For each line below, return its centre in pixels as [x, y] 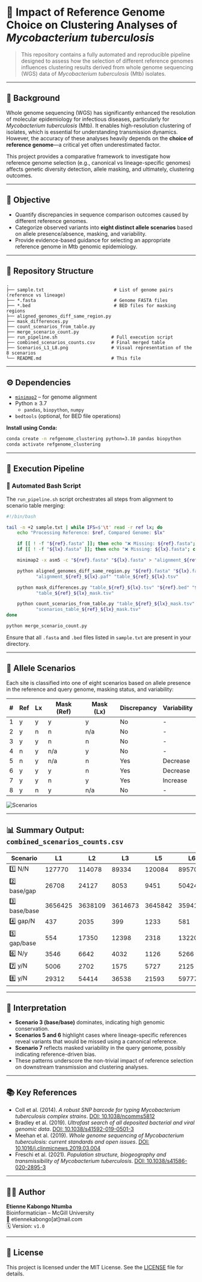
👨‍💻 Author [26, 1192]
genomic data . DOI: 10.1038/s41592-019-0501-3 [74, 1129]
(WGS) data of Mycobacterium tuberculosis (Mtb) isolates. [93, 73]
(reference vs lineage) [36, 295]
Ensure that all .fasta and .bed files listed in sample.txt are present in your [99, 637]
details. [15, 1274]
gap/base [23, 943]
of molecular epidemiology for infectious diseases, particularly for [88, 119]
